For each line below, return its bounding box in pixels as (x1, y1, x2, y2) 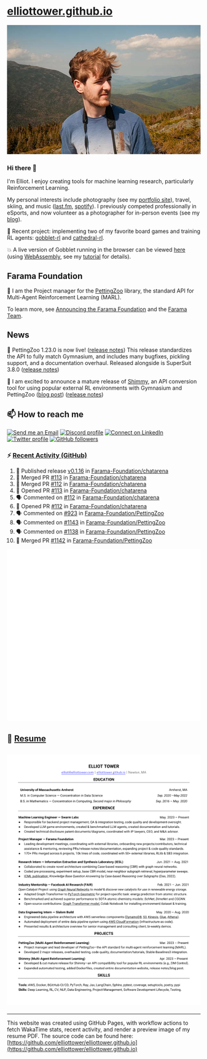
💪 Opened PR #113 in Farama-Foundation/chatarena (15, 487, 147, 494)
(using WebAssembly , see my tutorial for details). (7, 253, 131, 261)
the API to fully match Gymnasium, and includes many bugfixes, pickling (7, 352, 190, 360)
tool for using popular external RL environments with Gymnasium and (7, 384, 182, 392)
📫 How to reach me (7, 409, 84, 420)
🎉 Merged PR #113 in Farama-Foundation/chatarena (15, 473, 147, 481)
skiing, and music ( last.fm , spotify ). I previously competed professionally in (7, 203, 197, 210)
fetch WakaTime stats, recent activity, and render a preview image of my (7, 1025, 190, 1033)
